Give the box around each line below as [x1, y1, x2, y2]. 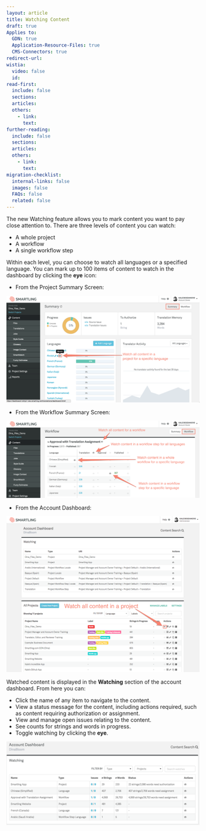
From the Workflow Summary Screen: [15, 409, 110, 416]
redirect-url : [6, 55, 43, 61]
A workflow [15, 240, 45, 247]
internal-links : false [12, 178, 70, 184]
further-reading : [6, 126, 51, 133]
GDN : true [12, 36, 37, 42]
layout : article [6, 10, 48, 16]
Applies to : [6, 29, 37, 36]
